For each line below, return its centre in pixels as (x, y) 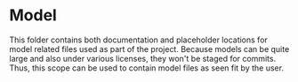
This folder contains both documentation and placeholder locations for (139, 40)
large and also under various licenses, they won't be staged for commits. (143, 58)
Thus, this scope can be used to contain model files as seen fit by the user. (147, 68)
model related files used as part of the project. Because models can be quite (149, 48)
